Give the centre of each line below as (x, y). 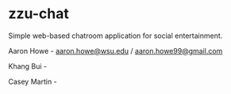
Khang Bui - (28, 66)
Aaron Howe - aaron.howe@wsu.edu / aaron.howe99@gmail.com (115, 51)
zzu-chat (38, 14)
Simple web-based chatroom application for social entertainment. (115, 36)
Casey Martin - (33, 81)
